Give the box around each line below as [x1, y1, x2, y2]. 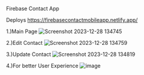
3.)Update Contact [6, 51, 51, 58]
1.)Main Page [6, 28, 38, 35]
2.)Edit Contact [6, 40, 43, 46]
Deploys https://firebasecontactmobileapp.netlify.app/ [6, 17, 138, 23]
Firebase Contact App [6, 5, 60, 12]
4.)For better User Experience [6, 62, 78, 69]
